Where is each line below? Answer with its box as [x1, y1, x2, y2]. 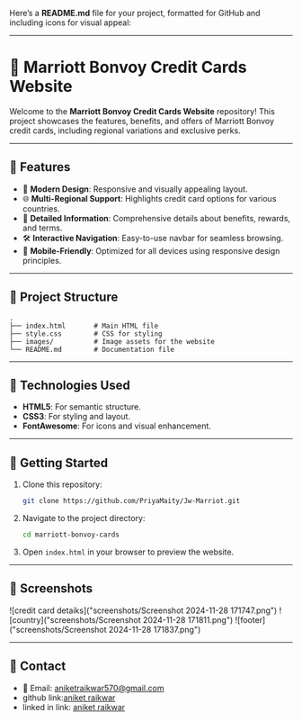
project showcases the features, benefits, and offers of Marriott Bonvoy [9, 115, 275, 126]
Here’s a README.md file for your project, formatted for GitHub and [9, 8, 261, 18]
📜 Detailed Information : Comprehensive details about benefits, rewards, [22, 212, 290, 223]
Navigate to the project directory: [22, 513, 146, 524]
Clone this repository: [22, 479, 102, 490]
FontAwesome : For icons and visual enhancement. [22, 420, 211, 431]
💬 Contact [9, 659, 67, 674]
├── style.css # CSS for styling [9, 329, 164, 338]
